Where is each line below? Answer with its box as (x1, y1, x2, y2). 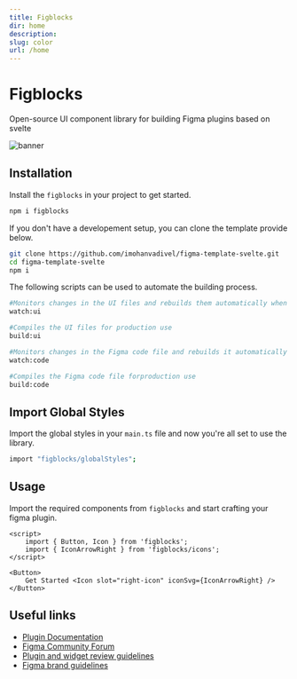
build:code (9, 380, 50, 389)
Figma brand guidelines (21, 659, 109, 670)
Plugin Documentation (21, 631, 104, 642)
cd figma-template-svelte (9, 257, 105, 266)
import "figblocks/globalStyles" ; (9, 454, 137, 464)
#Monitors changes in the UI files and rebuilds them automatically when (9, 299, 288, 308)
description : (9, 29, 58, 38)
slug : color (9, 37, 53, 47)
